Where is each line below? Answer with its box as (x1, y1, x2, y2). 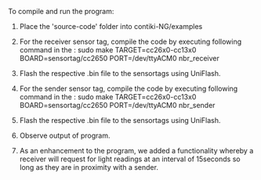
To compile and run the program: (8, 7, 114, 16)
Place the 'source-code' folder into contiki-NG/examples (19, 22, 203, 31)
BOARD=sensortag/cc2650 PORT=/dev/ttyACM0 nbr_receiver (19, 54, 219, 63)
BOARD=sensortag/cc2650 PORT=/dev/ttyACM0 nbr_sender (19, 101, 216, 110)
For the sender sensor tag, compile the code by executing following (19, 84, 238, 93)
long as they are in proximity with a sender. (19, 163, 159, 171)
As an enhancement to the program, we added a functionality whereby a (19, 146, 254, 155)
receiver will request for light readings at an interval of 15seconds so (19, 154, 241, 164)
